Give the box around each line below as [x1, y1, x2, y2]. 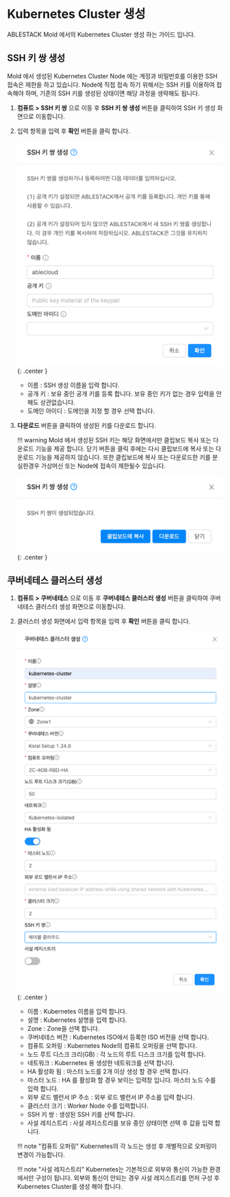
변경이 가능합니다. [16, 1151, 65, 1159]
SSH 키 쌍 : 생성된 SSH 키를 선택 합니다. [27, 1110, 136, 1118]
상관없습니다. [40, 398, 75, 407]
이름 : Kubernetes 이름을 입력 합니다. [27, 1007, 128, 1015]
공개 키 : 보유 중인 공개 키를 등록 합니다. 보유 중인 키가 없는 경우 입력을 [27, 389, 215, 398]
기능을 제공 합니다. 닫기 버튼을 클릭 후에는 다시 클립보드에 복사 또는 [35, 444, 214, 453]
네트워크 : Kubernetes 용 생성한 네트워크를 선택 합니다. [27, 1059, 175, 1067]
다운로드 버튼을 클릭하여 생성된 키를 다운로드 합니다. [16, 422, 156, 430]
